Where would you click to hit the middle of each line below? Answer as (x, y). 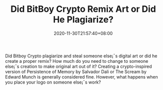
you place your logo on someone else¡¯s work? (53, 82)
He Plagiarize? (83, 20)
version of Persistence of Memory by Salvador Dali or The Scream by (76, 71)
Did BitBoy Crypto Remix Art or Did (83, 9)
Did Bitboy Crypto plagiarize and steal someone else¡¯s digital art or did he (81, 56)
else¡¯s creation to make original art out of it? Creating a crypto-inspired (79, 66)
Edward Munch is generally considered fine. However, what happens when (81, 77)
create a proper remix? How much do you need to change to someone (77, 61)
